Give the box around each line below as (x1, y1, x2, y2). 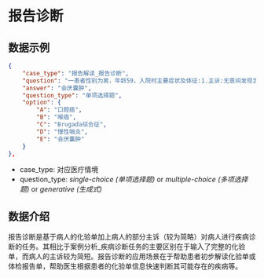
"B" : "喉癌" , (36, 113, 77, 122)
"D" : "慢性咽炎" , (36, 127, 89, 136)
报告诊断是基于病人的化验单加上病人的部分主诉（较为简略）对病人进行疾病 (8, 232, 249, 242)
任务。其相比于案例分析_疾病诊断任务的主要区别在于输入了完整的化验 (21, 242, 246, 251)
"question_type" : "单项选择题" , (22, 91, 123, 99)
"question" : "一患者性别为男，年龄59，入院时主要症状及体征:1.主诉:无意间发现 (22, 76, 253, 85)
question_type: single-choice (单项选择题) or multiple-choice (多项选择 (19, 174, 248, 185)
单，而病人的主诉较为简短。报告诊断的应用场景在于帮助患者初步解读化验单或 (8, 252, 256, 262)
